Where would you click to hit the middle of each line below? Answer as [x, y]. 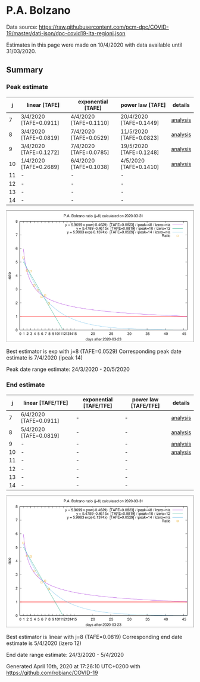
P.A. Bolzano [38, 10]
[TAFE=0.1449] [140, 123]
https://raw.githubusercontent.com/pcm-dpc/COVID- [104, 27]
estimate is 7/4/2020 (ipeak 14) [45, 358]
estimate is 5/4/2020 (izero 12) [44, 643]
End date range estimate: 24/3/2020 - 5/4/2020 [65, 655]
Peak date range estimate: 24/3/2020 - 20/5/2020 [68, 369]
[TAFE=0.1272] [40, 152]
